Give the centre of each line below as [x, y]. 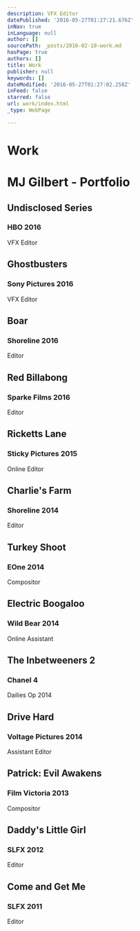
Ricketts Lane [37, 434]
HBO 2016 [24, 227]
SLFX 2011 [25, 906]
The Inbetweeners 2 [51, 660]
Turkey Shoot [37, 547]
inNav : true [24, 26]
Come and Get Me [47, 886]
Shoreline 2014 [33, 510]
